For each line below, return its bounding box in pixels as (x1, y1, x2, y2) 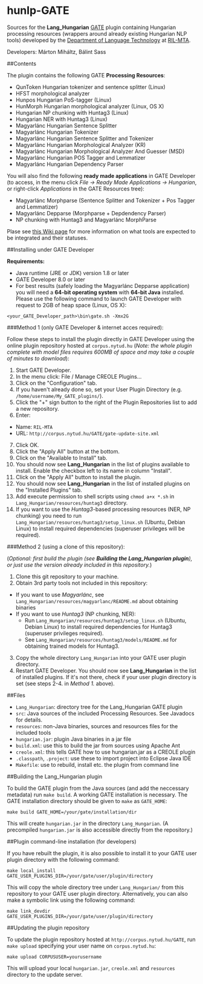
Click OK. (15, 441, 39, 448)
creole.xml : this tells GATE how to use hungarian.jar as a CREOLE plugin (15, 748, 196, 755)
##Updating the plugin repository (7, 924, 90, 931)
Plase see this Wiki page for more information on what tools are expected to (7, 227, 196, 235)
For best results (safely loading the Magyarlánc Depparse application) (15, 282, 190, 289)
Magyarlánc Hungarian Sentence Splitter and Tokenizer (15, 134, 154, 142)
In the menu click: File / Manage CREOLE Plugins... (15, 373, 142, 380)
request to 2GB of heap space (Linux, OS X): (15, 301, 127, 308)
